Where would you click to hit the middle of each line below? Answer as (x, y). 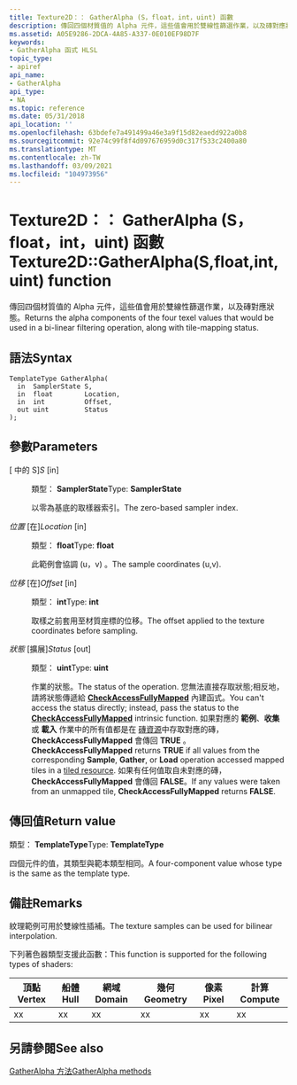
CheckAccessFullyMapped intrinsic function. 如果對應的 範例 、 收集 (156, 718)
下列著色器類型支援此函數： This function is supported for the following (138, 955)
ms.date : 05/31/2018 (47, 116)
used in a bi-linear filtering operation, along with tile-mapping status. (134, 328)
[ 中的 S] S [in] (34, 470)
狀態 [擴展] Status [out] (50, 649)
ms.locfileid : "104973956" (59, 174)
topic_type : (31, 59)
